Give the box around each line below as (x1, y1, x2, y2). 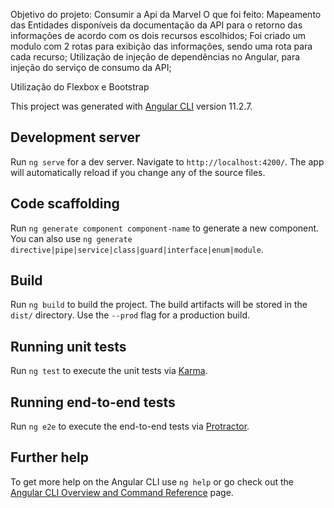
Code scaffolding (10, 195, 120, 213)
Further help (10, 449, 90, 466)
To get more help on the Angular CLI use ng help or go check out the (10, 475, 294, 488)
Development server (10, 129, 141, 146)
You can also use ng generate (10, 232, 133, 244)
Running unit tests (10, 338, 127, 355)
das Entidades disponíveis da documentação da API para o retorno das (10, 19, 303, 31)
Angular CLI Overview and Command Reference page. (10, 486, 234, 498)
